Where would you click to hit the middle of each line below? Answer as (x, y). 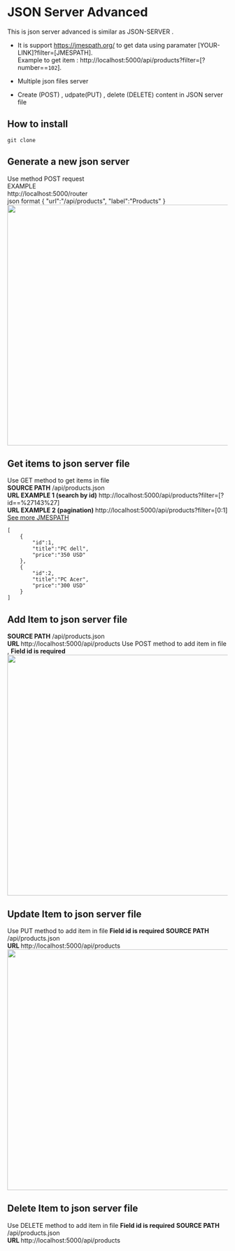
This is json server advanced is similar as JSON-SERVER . (90, 32)
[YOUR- (209, 45)
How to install (38, 124)
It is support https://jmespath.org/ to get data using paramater (107, 45)
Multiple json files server (53, 81)
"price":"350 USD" (59, 555)
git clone (22, 140)
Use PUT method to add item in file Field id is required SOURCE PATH (108, 931)
